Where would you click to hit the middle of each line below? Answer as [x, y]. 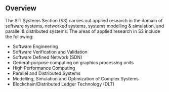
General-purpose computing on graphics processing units [73, 62]
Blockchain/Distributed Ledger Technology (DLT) [64, 84]
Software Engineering [35, 46]
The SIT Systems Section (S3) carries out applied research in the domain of [84, 20]
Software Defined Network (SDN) [47, 57]
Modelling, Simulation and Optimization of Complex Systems [76, 78]
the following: [19, 36]
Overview [21, 8]
